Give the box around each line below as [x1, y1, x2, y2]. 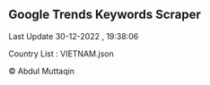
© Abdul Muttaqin [8, 65, 75, 76]
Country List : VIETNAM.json [8, 48, 114, 59]
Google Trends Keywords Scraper [8, 7, 201, 22]
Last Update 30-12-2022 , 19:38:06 [8, 30, 139, 41]
